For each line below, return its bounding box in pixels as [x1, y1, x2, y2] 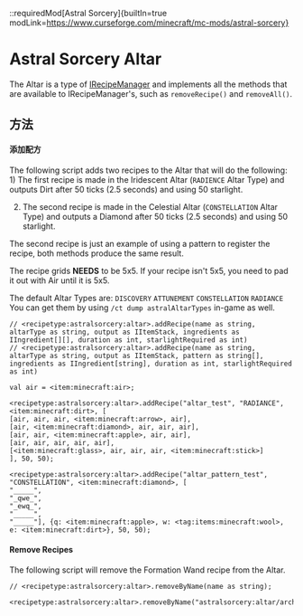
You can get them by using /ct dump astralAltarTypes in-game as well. [9, 302, 275, 313]
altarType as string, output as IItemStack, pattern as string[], [9, 351, 264, 360]
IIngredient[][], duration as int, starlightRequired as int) [9, 335, 248, 345]
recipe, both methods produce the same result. [9, 248, 185, 259]
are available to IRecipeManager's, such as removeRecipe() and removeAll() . [9, 88, 293, 99]
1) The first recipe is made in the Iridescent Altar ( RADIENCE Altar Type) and [9, 174, 285, 185]
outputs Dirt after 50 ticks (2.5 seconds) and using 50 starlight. [9, 184, 243, 194]
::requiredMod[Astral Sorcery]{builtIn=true [9, 8, 168, 18]
